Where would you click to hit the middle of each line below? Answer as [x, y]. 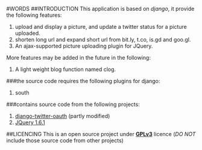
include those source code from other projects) [65, 140]
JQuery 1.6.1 [30, 122]
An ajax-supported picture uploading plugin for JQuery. [84, 46]
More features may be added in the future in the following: [78, 58]
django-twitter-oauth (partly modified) [62, 116]
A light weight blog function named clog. [65, 69]
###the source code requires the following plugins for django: [83, 81]
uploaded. [27, 33]
